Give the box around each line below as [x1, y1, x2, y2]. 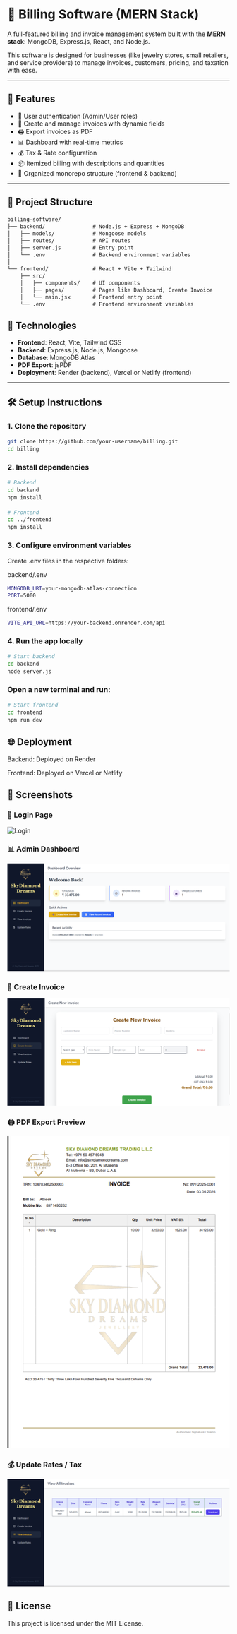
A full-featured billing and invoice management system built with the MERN [7, 30, 226, 38]
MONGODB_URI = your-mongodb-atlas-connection [7, 585, 138, 592]
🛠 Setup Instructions [7, 396, 102, 408]
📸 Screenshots [7, 789, 73, 801]
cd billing [7, 445, 39, 453]
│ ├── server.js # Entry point [7, 244, 134, 251]
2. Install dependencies [7, 462, 90, 472]
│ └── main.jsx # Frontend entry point [20, 293, 162, 301]
